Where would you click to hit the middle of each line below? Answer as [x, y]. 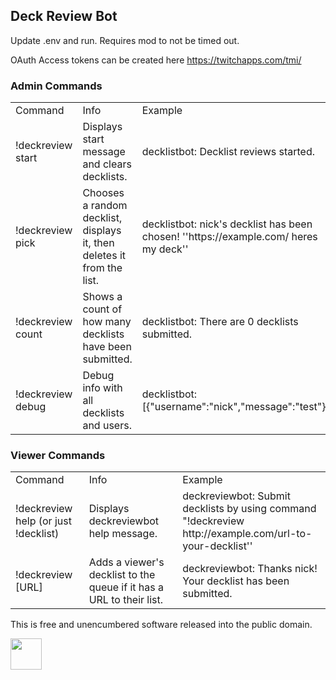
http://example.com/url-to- [247, 534]
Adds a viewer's [126, 562]
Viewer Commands [58, 456]
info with [102, 388]
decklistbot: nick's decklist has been [227, 224]
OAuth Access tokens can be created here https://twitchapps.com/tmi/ [156, 60]
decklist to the [122, 575]
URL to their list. [126, 600]
